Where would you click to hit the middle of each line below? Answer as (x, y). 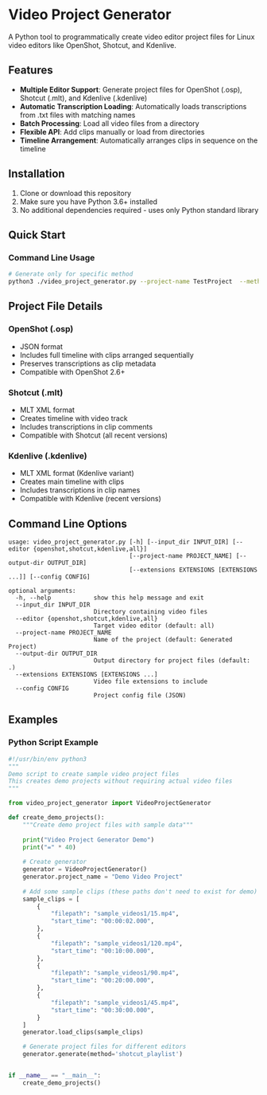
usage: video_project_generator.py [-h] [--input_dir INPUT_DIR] (118, 542)
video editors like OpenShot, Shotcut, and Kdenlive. (93, 45)
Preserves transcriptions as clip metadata (88, 363)
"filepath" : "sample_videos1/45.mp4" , (115, 1003)
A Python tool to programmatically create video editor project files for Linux (132, 37)
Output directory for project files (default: (172, 661)
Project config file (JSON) (140, 696)
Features (31, 71)
